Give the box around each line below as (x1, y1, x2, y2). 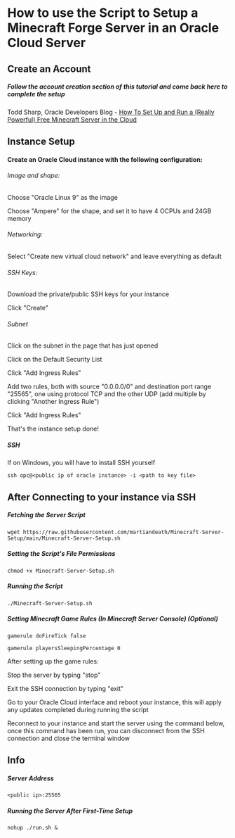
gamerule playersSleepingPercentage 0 (7, 645, 121, 652)
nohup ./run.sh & (7, 824, 58, 831)
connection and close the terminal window (7, 734, 130, 742)
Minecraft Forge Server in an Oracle (7, 20, 220, 36)
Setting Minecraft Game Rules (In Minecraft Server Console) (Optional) (7, 614, 219, 623)
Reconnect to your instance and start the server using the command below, (7, 719, 225, 728)
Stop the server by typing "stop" (7, 671, 101, 679)
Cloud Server (7, 35, 86, 51)
